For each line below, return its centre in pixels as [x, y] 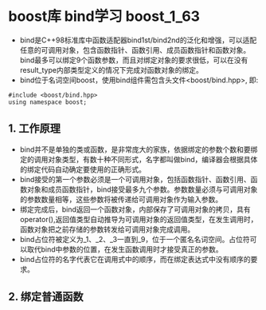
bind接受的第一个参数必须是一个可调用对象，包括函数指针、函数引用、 [135, 179]
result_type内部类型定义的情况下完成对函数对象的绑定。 [111, 70]
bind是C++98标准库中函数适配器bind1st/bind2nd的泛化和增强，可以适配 [138, 40]
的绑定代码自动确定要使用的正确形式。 [82, 169]
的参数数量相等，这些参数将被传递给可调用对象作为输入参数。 [121, 199]
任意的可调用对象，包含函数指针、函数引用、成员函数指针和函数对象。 [135, 50]
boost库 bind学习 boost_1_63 [104, 16]
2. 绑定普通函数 [46, 297]
